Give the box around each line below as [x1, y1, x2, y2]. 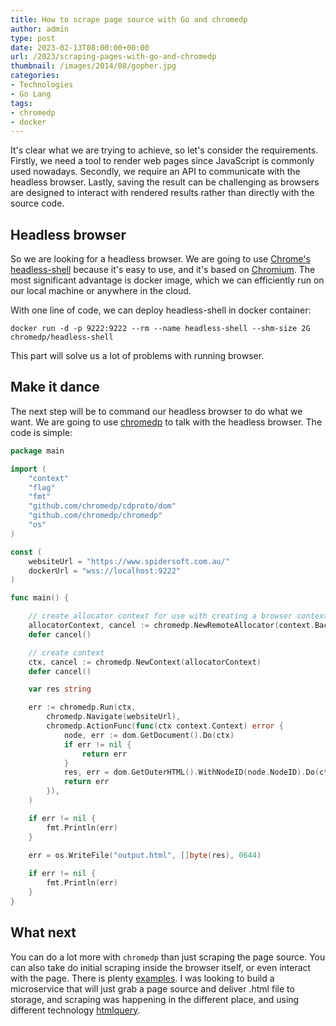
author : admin [10, 24, 70, 34]
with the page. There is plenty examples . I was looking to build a [10, 972, 275, 984]
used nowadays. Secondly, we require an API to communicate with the [10, 166, 301, 178]
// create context [28, 647, 105, 658]
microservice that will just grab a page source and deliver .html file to [10, 982, 295, 995]
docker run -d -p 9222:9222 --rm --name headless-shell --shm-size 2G [10, 324, 311, 334]
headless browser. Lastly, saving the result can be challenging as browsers [10, 176, 320, 188]
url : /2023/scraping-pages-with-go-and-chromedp [10, 52, 217, 62]
